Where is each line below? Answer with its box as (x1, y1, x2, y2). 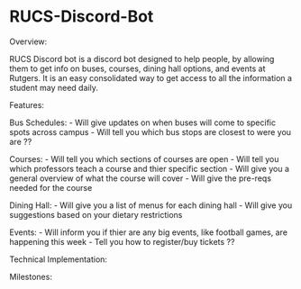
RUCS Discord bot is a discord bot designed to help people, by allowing (9, 53, 275, 64)
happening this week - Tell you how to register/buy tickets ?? (9, 236, 235, 247)
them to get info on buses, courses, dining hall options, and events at (9, 63, 266, 74)
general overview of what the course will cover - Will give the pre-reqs (9, 173, 272, 184)
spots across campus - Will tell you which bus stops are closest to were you (9, 126, 291, 137)
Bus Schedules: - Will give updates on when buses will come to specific (9, 117, 277, 128)
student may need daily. (9, 82, 99, 93)
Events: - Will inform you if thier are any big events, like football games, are (9, 227, 288, 238)
